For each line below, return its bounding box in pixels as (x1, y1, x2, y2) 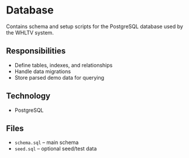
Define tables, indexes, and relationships (14, 61, 113, 68)
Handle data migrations (14, 68, 71, 75)
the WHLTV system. (6, 29, 54, 36)
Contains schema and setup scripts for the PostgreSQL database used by (6, 23, 183, 30)
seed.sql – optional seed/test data (14, 145, 97, 152)
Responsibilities (6, 46, 66, 56)
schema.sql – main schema (14, 139, 79, 146)
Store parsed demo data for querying (14, 74, 104, 81)
